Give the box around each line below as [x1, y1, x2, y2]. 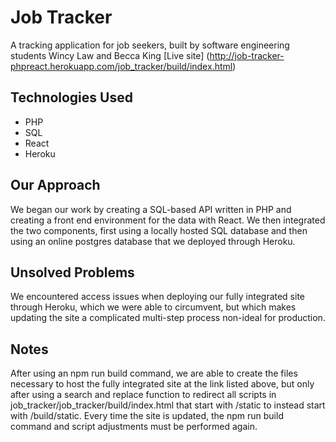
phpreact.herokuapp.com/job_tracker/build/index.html [10, 60, 233, 72]
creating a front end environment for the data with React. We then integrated [10, 214, 326, 226]
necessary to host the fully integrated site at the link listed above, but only [10, 378, 315, 390]
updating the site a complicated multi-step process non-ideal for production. [10, 312, 326, 324]
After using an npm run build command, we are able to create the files [10, 367, 298, 380]
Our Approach [10, 177, 101, 194]
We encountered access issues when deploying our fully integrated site [10, 291, 306, 303]
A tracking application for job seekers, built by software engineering [10, 39, 290, 51]
